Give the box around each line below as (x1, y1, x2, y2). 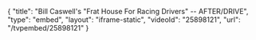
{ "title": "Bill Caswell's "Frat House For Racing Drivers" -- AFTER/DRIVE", (7, 7, 249, 16)
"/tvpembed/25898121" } (7, 24, 89, 32)
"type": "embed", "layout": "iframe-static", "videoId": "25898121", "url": (7, 15, 241, 24)
